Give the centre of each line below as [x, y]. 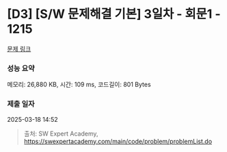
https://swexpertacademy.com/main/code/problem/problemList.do [118, 141]
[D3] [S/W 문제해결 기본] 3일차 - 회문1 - [114, 14]
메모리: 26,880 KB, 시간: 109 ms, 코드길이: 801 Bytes [79, 85]
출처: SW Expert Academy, [61, 134]
